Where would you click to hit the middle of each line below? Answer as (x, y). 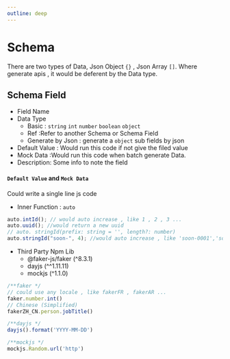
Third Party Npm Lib (46, 251)
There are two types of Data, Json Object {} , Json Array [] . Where (102, 66)
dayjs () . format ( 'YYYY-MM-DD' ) (50, 330)
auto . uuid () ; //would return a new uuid (66, 226)
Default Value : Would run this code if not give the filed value (102, 148)
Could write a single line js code (52, 193)
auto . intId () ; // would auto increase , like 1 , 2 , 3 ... (95, 219)
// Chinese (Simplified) (42, 305)
